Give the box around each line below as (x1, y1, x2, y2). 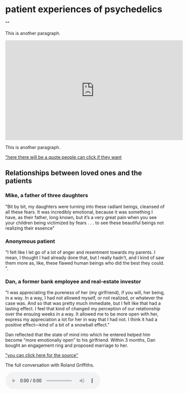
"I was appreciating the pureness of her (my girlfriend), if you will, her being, (5, 290, 165, 296)
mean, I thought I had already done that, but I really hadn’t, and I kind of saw (5, 255, 165, 261)
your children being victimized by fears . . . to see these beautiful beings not (5, 220, 164, 226)
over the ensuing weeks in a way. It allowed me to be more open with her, (5, 311, 159, 317)
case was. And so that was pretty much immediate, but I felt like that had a (5, 300, 161, 306)
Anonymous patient (5, 237, 55, 244)
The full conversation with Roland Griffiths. (5, 362, 95, 368)
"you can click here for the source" (5, 352, 79, 359)
